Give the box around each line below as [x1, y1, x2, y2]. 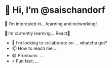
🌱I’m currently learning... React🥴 [4, 30, 70, 36]
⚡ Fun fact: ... [11, 58, 39, 64]
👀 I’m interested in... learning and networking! [4, 21, 97, 27]
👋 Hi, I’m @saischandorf [4, 4, 106, 16]
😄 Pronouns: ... [11, 52, 44, 58]
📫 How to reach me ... [11, 45, 58, 51]
